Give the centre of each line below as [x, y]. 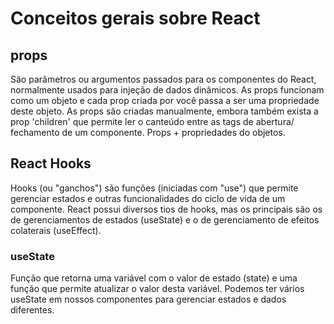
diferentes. [32, 310]
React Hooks [51, 163]
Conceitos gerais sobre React [135, 18]
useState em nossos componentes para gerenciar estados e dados [148, 299]
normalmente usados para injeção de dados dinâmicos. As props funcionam [167, 90]
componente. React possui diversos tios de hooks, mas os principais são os [166, 209]
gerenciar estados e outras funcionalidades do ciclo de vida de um [148, 198]
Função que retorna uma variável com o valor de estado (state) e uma [154, 278]
